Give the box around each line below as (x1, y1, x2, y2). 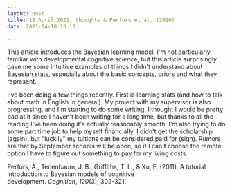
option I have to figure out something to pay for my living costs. (7, 149, 188, 157)
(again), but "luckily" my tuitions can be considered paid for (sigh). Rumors (7, 135, 221, 143)
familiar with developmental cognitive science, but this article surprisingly (7, 55, 217, 64)
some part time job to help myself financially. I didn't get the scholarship (7, 127, 213, 135)
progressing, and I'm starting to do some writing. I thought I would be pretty (7, 105, 224, 114)
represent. (7, 77, 37, 86)
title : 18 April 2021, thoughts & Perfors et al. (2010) (7, 17, 175, 23)
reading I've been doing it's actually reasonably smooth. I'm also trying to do (7, 120, 226, 128)
